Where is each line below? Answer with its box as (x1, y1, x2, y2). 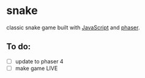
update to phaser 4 (15, 57, 64, 65)
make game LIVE (15, 65, 58, 72)
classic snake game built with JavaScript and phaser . (6, 24, 140, 31)
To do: (6, 41, 31, 52)
